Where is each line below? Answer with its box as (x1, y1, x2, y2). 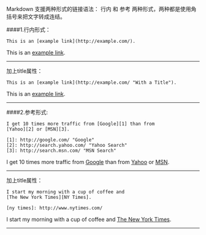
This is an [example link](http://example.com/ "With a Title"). (6, 80, 177, 86)
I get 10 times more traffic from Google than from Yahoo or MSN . (6, 159, 170, 165)
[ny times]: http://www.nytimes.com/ (6, 205, 103, 211)
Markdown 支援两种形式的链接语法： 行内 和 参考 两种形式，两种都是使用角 (6, 6, 197, 12)
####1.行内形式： (6, 26, 51, 33)
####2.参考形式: (6, 109, 48, 116)
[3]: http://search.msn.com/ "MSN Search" (6, 147, 116, 154)
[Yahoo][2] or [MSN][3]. (6, 126, 70, 132)
